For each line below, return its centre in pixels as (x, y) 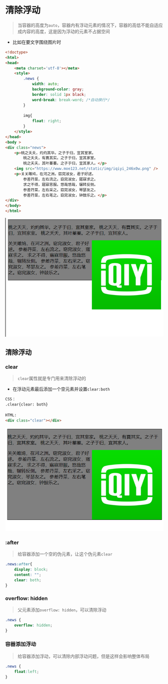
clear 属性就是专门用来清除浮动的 (52, 378)
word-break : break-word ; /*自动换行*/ (71, 100)
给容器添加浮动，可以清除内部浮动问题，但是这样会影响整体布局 (83, 656)
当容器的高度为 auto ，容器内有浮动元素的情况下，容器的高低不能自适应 (90, 25)
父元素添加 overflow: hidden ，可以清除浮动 (62, 610)
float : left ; (27, 671)
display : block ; (31, 570)
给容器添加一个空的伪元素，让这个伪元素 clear (65, 554)
